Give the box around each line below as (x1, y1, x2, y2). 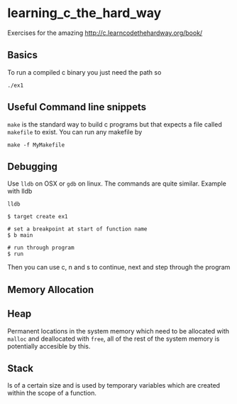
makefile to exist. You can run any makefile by (7, 127, 143, 136)
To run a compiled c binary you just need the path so (7, 68, 162, 76)
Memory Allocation (7, 283, 94, 296)
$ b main (7, 232, 33, 239)
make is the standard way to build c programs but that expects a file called (7, 119, 222, 129)
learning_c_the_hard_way (7, 5, 162, 21)
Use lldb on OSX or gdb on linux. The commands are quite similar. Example (7, 179, 227, 188)
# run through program (7, 244, 75, 252)
